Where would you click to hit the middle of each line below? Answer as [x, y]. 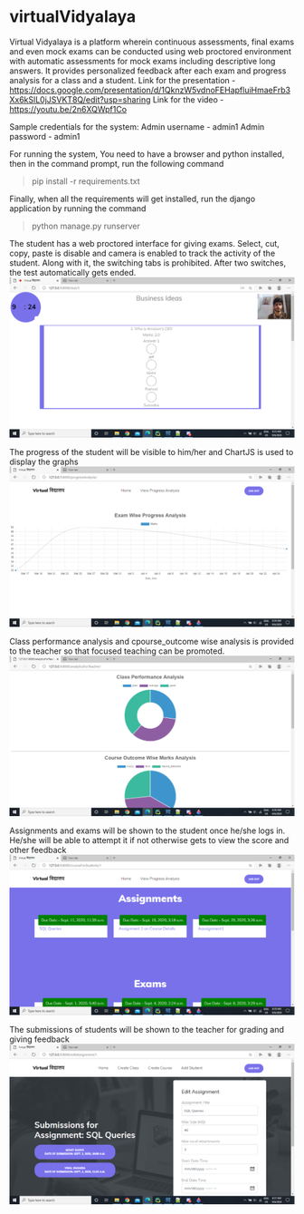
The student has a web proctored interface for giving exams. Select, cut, [145, 243]
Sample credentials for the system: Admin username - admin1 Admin [137, 126]
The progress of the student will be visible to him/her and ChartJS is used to [152, 452]
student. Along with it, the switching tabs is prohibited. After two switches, [148, 262]
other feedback [38, 850]
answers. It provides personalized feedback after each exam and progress [148, 71]
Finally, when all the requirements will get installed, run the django [133, 199]
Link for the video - [188, 99]
